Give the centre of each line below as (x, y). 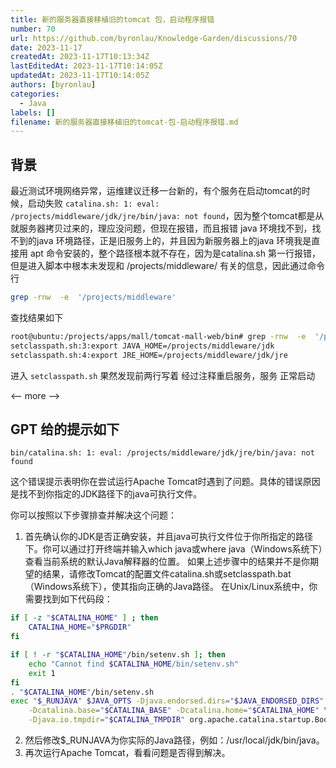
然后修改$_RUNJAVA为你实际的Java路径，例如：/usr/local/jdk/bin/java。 (174, 740)
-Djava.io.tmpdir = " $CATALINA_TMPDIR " (107, 720)
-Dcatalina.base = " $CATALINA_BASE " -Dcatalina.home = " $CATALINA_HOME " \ (178, 711)
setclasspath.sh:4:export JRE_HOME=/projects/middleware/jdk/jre (149, 355)
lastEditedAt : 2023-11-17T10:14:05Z (86, 66)
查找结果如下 (36, 317)
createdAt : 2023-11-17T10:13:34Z (80, 57)
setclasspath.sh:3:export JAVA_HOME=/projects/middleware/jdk (142, 346)
